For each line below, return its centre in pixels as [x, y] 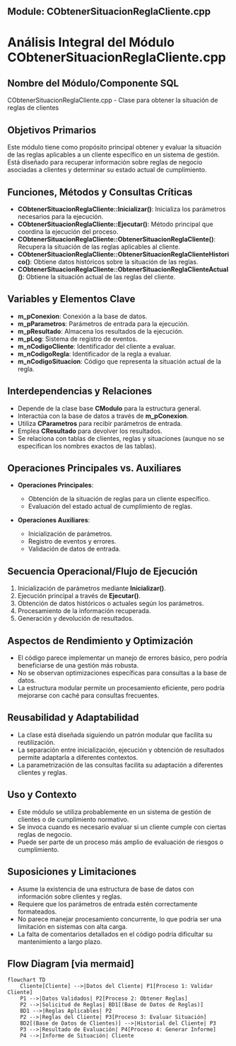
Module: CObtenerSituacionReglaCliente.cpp [109, 12]
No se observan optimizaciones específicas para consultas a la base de [122, 673]
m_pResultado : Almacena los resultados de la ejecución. [100, 331]
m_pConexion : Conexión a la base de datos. [82, 316]
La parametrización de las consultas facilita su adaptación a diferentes [120, 765]
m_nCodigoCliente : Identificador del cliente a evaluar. [96, 346]
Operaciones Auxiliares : [54, 520]
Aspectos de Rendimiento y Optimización [100, 641]
